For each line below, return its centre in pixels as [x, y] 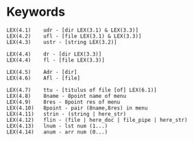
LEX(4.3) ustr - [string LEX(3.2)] [62, 42]
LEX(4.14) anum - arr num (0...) [57, 132]
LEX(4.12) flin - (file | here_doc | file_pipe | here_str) [97, 120]
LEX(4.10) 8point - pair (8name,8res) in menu [77, 108]
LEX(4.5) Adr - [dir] [42, 72]
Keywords [36, 12]
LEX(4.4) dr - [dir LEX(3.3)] [54, 54]
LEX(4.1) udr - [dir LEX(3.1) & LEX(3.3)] [72, 30]
